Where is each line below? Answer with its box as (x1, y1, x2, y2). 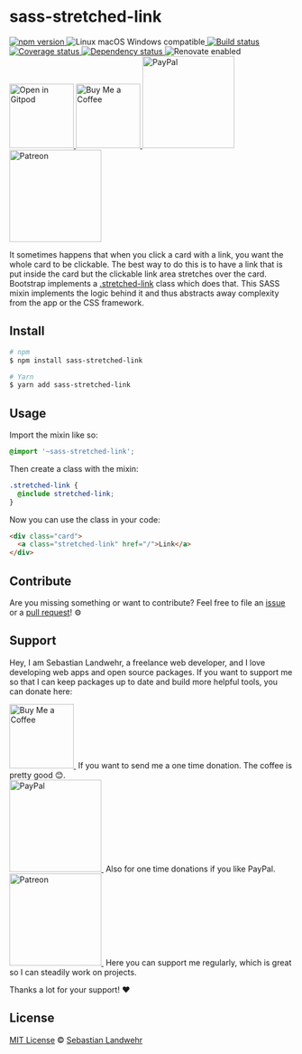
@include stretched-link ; (17, 489, 115, 498)
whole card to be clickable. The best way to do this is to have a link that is (9, 259, 283, 269)
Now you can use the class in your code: (9, 513, 160, 525)
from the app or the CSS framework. (9, 296, 144, 308)
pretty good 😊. (9, 769, 66, 780)
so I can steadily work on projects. (9, 966, 137, 977)
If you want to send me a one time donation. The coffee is (78, 759, 293, 770)
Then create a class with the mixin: (9, 463, 139, 474)
